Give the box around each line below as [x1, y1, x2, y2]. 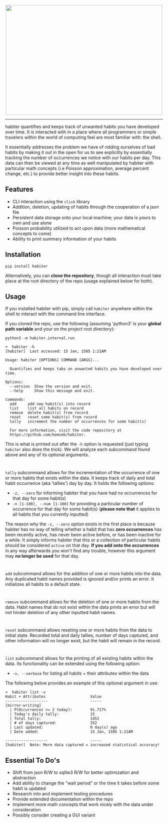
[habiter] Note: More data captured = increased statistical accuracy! [5, 743, 160, 748]
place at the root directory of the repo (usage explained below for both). [5, 278, 153, 284]
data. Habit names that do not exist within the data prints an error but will [5, 604, 155, 610]
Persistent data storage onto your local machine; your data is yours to [12, 214, 156, 220]
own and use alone [12, 220, 52, 226]
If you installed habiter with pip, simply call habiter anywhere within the [5, 306, 152, 312]
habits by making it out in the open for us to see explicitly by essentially [5, 150, 152, 155]
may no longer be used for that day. [5, 553, 79, 559]
